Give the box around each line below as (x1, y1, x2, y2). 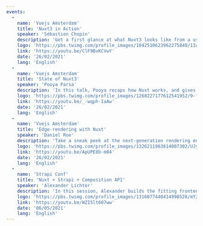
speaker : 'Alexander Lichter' (17, 183, 94, 189)
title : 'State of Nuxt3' (17, 76, 80, 82)
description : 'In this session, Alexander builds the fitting (17, 188, 177, 194)
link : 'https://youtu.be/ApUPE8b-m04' (17, 149, 115, 155)
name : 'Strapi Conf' (17, 171, 69, 178)
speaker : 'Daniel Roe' (17, 132, 74, 139)
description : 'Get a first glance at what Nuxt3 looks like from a (17, 37, 190, 43)
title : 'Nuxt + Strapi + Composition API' (17, 177, 126, 183)
